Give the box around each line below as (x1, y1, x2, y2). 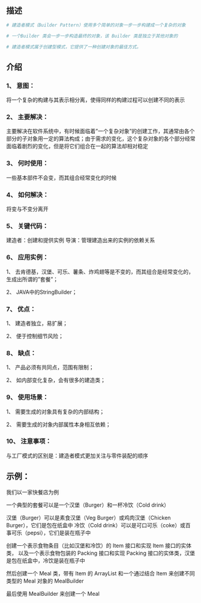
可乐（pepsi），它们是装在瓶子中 (11, 529, 91, 536)
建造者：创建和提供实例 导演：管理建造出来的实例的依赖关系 (6, 237, 155, 244)
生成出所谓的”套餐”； (6, 276, 59, 283)
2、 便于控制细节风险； (6, 332, 64, 339)
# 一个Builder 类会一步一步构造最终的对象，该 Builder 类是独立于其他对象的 (6, 32, 178, 39)
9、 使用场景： (6, 393, 49, 401)
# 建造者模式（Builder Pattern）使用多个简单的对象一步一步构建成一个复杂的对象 (6, 22, 186, 28)
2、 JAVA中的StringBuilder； (6, 288, 77, 295)
